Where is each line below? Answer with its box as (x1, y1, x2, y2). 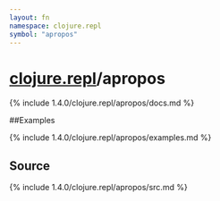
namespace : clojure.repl (9, 21, 102, 30)
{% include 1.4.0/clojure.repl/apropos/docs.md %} (9, 97, 195, 108)
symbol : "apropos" (9, 29, 78, 38)
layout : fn (9, 13, 50, 22)
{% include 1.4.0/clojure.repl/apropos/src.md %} (9, 182, 188, 193)
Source (9, 158, 51, 173)
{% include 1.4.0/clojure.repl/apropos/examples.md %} (9, 132, 212, 143)
